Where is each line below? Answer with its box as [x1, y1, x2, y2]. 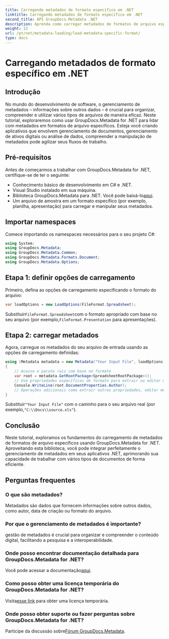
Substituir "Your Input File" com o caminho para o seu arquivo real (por [5, 401, 155, 407]
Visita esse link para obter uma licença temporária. [5, 598, 109, 604]
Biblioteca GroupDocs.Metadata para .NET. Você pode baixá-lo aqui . [12, 192, 154, 198]
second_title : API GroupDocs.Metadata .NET [5, 17, 98, 22]
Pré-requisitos [5, 153, 52, 162]
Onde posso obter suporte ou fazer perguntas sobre [5, 610, 135, 617]
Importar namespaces [5, 218, 76, 227]
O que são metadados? [5, 491, 63, 498]
